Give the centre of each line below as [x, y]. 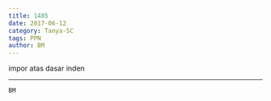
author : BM [27, 46]
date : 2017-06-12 [38, 23]
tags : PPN [25, 38]
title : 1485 [28, 16]
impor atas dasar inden [47, 68]
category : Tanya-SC [41, 30]
